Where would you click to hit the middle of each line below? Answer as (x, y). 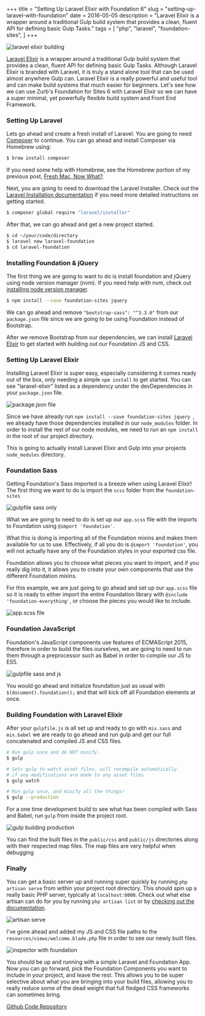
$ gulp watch (23, 781)
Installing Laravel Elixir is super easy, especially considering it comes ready (101, 373)
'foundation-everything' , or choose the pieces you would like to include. (99, 601)
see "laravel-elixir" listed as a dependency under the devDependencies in (99, 386)
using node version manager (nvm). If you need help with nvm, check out (99, 283)
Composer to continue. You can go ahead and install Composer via (91, 140)
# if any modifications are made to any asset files (75, 775)
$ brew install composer (38, 158)
